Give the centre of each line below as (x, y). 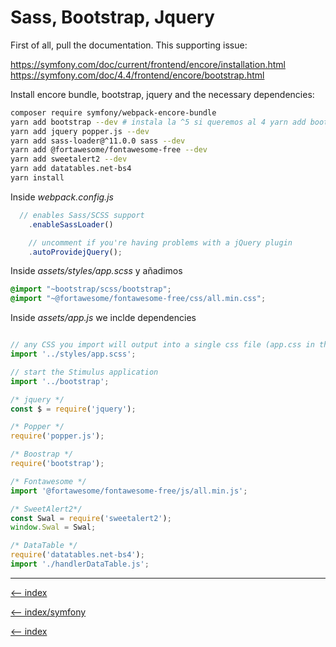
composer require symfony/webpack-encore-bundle (113, 112)
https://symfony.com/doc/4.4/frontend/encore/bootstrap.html (137, 75)
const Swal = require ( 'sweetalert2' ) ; (91, 518)
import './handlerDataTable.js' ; (80, 564)
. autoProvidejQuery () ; (75, 252)
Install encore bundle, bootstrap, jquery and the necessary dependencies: (162, 94)
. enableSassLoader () (71, 224)
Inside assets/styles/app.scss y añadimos (96, 271)
